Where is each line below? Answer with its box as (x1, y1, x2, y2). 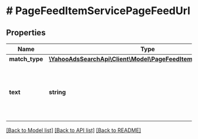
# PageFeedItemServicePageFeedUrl (6, 4, 190, 18)
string (49, 88, 66, 96)
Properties (6, 28, 46, 38)
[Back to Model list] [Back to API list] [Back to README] (6, 127, 141, 134)
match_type (9, 55, 44, 63)
